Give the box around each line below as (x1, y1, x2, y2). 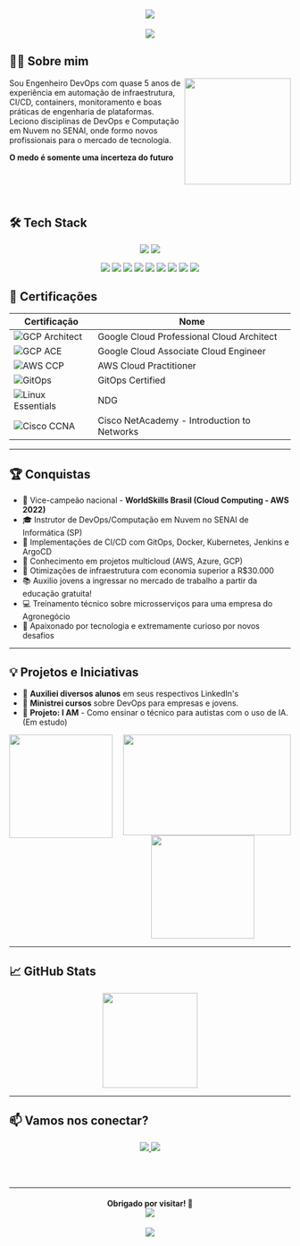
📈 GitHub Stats (9, 964, 96, 979)
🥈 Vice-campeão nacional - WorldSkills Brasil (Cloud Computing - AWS (21, 495, 289, 505)
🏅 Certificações (9, 289, 98, 304)
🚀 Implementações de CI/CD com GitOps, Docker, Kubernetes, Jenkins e (21, 537, 290, 547)
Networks (97, 426, 139, 438)
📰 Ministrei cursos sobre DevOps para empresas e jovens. (21, 698, 239, 708)
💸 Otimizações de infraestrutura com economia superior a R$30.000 (21, 565, 275, 576)
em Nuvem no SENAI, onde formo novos (9, 125, 158, 136)
